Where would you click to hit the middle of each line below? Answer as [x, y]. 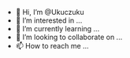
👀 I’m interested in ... [49, 20]
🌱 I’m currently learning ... [58, 29]
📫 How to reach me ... [52, 46]
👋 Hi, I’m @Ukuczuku [50, 12]
